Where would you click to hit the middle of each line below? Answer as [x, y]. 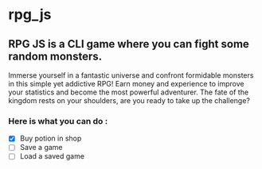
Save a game [41, 148]
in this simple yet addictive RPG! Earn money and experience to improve [126, 84]
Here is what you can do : [58, 121]
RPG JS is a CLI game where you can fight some [129, 44]
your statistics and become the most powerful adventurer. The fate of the [129, 92]
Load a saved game [52, 156]
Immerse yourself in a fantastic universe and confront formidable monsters [131, 75]
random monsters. [55, 56]
